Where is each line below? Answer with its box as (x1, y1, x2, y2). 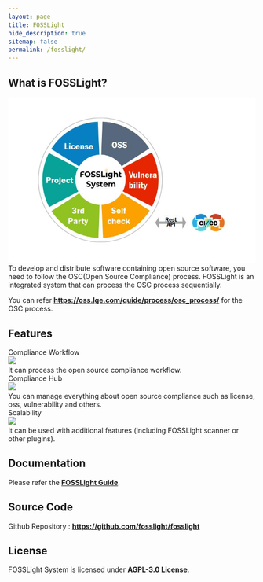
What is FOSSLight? (8, 76, 108, 90)
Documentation (8, 457, 86, 470)
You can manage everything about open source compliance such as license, (8, 391, 255, 400)
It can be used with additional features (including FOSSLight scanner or (8, 425, 239, 435)
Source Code (8, 500, 73, 514)
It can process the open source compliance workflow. (8, 365, 182, 374)
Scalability (8, 407, 42, 417)
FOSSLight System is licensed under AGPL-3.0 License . (8, 565, 190, 574)
